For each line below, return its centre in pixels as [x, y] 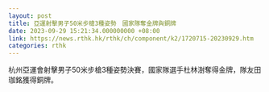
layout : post [30, 16]
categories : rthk [37, 46]
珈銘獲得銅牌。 [33, 80]
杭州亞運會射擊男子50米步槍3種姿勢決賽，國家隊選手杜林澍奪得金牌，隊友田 [135, 70]
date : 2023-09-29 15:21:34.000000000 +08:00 [84, 31]
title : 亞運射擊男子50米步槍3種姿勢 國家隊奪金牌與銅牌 [93, 23]
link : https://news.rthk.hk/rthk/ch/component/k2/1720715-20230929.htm [131, 38]
